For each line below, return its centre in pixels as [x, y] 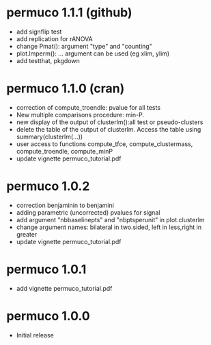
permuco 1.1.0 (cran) [66, 89]
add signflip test [39, 32]
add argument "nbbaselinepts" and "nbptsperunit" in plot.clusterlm [111, 219]
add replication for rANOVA [54, 38]
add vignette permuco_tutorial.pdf [64, 288]
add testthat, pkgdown [48, 60]
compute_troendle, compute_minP [65, 151]
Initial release [35, 335]
